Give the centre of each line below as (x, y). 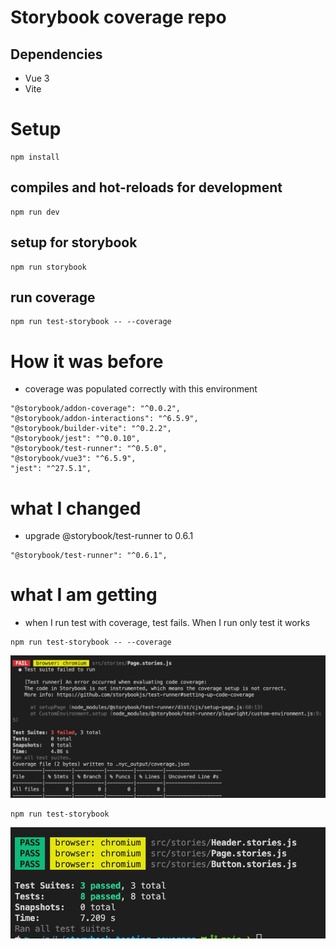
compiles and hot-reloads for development (146, 187)
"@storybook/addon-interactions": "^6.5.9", (104, 419)
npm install (35, 157)
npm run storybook (48, 267)
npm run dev (35, 212)
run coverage (53, 297)
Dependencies (56, 54)
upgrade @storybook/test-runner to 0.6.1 (109, 536)
